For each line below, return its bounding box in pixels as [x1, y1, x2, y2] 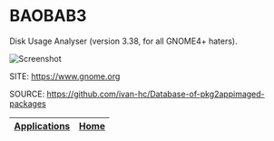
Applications [14, 119, 71, 132]
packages [9, 97, 47, 109]
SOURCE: [9, 88, 45, 99]
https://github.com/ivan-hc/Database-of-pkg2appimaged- [46, 88, 265, 99]
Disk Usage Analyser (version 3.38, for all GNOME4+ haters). [9, 35, 238, 46]
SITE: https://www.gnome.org [9, 70, 121, 82]
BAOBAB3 [9, 5, 87, 26]
